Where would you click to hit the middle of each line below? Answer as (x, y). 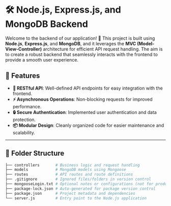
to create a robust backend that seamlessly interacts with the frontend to (81, 54)
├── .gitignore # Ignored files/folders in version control (78, 179)
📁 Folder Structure (35, 153)
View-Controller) (24, 49)
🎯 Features (23, 76)
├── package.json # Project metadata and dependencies (70, 193)
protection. (24, 120)
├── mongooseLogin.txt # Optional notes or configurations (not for (79, 184)
